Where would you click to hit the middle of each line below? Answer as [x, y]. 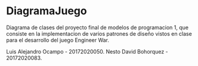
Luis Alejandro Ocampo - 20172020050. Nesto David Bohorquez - [87, 51]
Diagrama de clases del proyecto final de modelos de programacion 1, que [98, 27]
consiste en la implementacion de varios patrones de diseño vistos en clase [99, 33]
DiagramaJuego [47, 11]
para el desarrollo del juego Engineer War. [58, 40]
